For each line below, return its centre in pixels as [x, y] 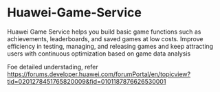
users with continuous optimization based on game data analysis [99, 54]
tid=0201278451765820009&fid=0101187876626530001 [87, 81]
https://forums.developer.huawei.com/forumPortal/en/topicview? [99, 74]
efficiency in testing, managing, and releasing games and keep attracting [110, 46]
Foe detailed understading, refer [53, 67]
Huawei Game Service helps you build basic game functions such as [104, 32]
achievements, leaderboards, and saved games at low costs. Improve [105, 38]
